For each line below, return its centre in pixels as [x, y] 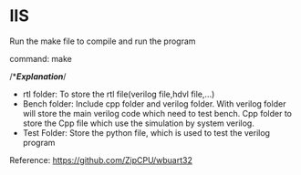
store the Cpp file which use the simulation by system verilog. [139, 123]
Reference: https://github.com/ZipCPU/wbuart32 [101, 160]
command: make [41, 58]
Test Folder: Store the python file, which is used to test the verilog [146, 132]
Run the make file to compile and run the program [103, 41]
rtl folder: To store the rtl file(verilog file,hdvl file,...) [119, 94]
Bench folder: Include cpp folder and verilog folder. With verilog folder [154, 103]
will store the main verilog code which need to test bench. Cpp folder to [157, 113]
